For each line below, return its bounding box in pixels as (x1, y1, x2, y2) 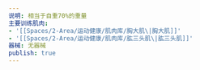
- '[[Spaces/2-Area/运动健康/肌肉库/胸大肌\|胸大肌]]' (8, 27, 181, 35)
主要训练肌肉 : (8, 19, 49, 27)
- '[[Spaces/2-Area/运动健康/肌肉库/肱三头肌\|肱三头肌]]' (8, 34, 194, 43)
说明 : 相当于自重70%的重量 (8, 11, 87, 20)
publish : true (8, 49, 57, 57)
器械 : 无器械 (8, 42, 46, 50)
